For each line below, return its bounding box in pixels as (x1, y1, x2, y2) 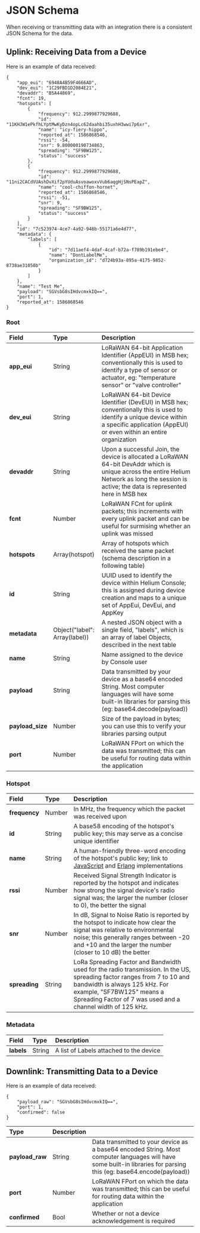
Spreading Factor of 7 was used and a (73, 995, 180, 1004)
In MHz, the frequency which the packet (73, 805, 186, 813)
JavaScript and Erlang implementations (73, 862, 183, 870)
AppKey (101, 608, 124, 617)
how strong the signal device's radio (73, 886, 175, 894)
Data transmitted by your (101, 668, 171, 676)
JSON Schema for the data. (6, 29, 73, 36)
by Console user (101, 658, 148, 666)
